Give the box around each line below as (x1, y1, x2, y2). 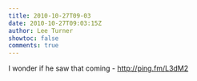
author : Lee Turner (8, 26, 74, 34)
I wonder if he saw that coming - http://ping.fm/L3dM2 (8, 63, 189, 73)
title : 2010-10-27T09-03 (8, 11, 91, 20)
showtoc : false (8, 34, 59, 43)
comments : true (8, 42, 59, 50)
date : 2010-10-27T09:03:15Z (8, 19, 103, 27)
